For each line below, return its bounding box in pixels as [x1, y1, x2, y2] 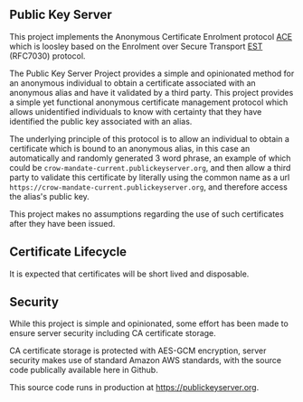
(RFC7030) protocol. [9, 50, 86, 61]
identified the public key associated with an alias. [9, 116, 193, 126]
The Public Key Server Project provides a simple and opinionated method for [9, 68, 295, 79]
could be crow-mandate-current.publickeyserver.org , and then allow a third [9, 162, 291, 173]
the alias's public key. [9, 191, 90, 201]
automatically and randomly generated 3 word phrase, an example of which [9, 153, 291, 164]
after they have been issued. [9, 218, 116, 229]
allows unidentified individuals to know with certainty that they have [9, 106, 262, 117]
